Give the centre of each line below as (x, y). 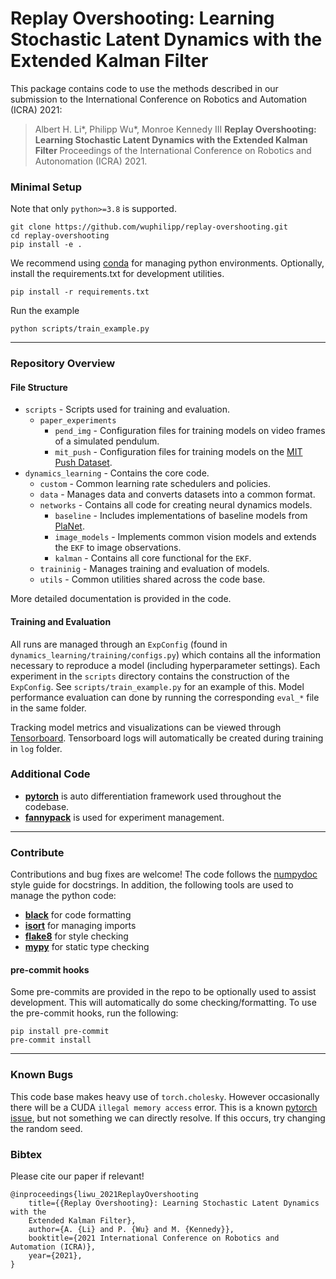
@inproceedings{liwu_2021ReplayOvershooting (104, 1194)
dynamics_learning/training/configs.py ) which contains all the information (166, 654)
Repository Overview (63, 364)
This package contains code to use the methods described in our (144, 88)
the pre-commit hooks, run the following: (94, 1013)
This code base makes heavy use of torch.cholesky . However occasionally (165, 1096)
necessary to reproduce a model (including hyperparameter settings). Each (165, 665)
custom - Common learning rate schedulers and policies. (155, 484)
